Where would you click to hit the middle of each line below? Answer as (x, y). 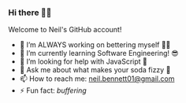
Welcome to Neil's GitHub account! (65, 30)
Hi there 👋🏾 (30, 13)
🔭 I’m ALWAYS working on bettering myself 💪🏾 (95, 45)
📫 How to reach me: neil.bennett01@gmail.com (97, 79)
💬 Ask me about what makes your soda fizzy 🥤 (95, 70)
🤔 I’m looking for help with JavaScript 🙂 (84, 61)
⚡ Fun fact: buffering (53, 90)
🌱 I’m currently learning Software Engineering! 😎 (99, 53)
